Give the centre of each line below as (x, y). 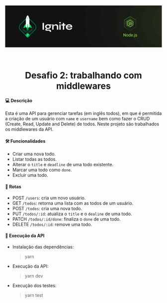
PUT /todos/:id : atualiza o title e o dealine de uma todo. (72, 214)
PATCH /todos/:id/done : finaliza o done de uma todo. (66, 219)
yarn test (34, 295)
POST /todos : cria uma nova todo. (47, 208)
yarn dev (34, 276)
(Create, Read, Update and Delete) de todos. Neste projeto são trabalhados (82, 124)
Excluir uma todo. (30, 175)
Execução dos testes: (34, 286)
